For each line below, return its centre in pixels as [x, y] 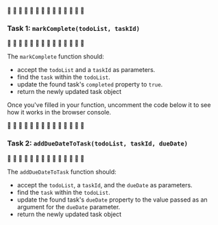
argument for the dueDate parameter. [69, 206]
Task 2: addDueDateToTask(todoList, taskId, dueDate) [98, 143]
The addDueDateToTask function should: [62, 171]
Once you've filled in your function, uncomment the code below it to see [109, 105]
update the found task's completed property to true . [90, 84]
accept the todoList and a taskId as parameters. [86, 70]
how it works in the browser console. [59, 113]
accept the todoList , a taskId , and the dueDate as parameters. [105, 185]
